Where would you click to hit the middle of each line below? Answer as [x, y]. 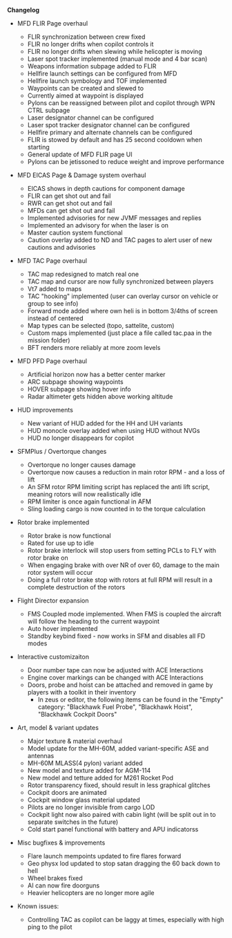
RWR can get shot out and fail [70, 203]
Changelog [23, 10]
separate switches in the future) [73, 822]
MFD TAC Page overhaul [52, 261]
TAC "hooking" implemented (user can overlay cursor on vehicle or [123, 296]
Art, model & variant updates [58, 728]
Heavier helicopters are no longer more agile [91, 893]
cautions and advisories [61, 247]
